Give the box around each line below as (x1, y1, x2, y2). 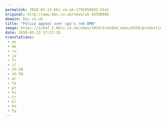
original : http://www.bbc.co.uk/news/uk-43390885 (5, 12, 110, 17)
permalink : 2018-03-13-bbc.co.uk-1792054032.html (5, 7, 110, 12)
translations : (5, 35, 35, 40)
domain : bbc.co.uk (5, 16, 43, 21)
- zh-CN (7, 67, 23, 72)
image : (5, 26, 19, 31)
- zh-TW (7, 72, 23, 77)
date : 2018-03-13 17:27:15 (5, 30, 61, 35)
